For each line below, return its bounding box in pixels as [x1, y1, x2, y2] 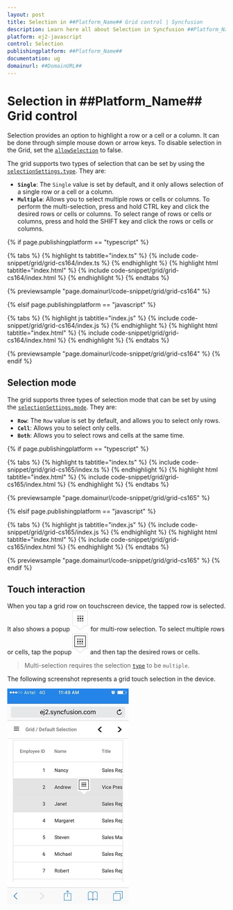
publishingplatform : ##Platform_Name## [7, 48, 123, 55]
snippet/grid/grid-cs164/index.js [7, 321, 99, 329]
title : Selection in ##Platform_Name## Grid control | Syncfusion [7, 18, 203, 26]
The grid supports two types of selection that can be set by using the [7, 159, 205, 167]
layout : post [7, 11, 45, 18]
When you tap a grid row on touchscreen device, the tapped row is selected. [7, 602, 226, 611]
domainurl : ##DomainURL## [7, 63, 82, 69]
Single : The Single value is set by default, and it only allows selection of [17, 180, 224, 188]
